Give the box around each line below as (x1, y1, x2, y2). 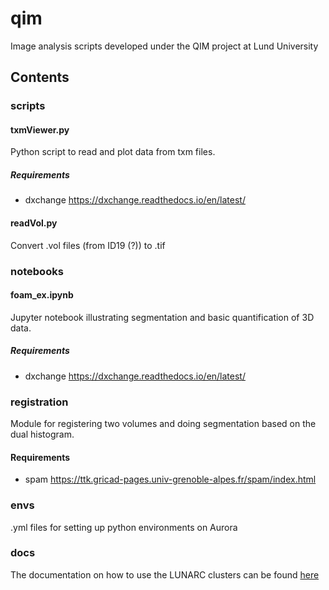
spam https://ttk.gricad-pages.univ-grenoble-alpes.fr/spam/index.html (24, 473, 317, 486)
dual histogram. (10, 428, 75, 441)
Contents (10, 69, 70, 86)
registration (10, 395, 69, 409)
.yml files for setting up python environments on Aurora (10, 521, 238, 533)
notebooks (10, 264, 64, 278)
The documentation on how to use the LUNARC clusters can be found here (10, 568, 320, 581)
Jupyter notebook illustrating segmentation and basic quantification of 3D (10, 311, 315, 323)
